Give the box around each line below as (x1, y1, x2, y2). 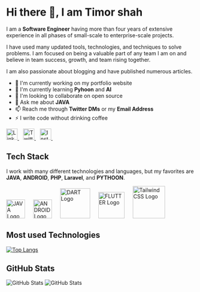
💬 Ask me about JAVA (14, 99, 70, 106)
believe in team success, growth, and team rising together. (6, 56, 151, 63)
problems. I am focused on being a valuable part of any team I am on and (6, 49, 187, 56)
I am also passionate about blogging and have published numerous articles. (6, 67, 193, 75)
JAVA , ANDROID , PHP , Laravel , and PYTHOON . (6, 174, 125, 181)
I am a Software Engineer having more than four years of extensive (6, 25, 173, 32)
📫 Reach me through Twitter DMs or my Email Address (14, 105, 154, 112)
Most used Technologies (6, 230, 101, 240)
